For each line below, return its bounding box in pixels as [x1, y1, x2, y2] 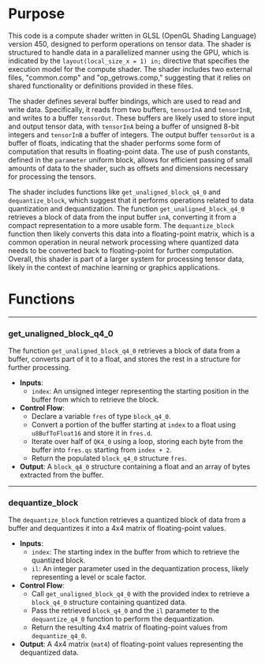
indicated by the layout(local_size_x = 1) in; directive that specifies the [8, 56, 250, 65]
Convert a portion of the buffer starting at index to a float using [31, 420, 237, 430]
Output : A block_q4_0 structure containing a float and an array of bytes [19, 462, 251, 472]
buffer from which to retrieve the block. [31, 395, 159, 405]
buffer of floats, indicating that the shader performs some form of [8, 138, 222, 148]
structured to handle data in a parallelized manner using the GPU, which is [8, 47, 249, 57]
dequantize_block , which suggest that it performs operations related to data [8, 195, 254, 205]
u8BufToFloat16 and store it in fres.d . [31, 428, 153, 438]
